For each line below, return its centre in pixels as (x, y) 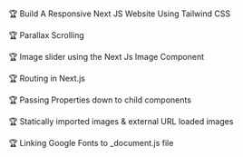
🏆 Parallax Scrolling (47, 35)
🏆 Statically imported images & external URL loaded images (121, 121)
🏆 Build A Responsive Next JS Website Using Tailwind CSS (120, 14)
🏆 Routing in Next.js (47, 78)
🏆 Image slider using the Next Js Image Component (107, 57)
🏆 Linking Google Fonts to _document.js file (91, 143)
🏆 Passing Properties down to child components (100, 100)
